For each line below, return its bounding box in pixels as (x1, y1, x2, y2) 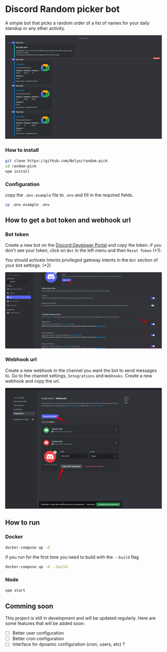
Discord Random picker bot (5, 3, 120, 15)
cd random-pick (5, 163, 37, 169)
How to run (5, 519, 40, 527)
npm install (5, 169, 30, 174)
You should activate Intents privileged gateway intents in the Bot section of (5, 257, 158, 263)
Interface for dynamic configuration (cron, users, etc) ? (12, 641, 125, 648)
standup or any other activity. (5, 25, 66, 31)
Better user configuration (12, 630, 64, 636)
